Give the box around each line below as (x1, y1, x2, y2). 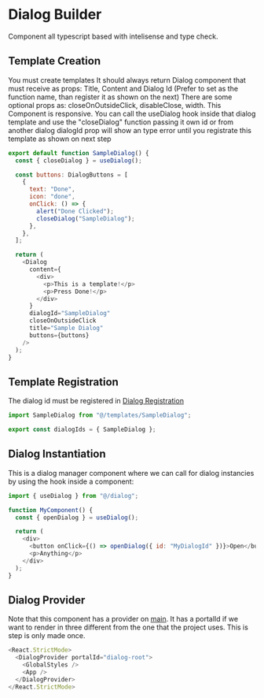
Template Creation (8, 54, 101, 68)
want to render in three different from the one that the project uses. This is (8, 622, 249, 632)
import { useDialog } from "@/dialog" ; (8, 492, 139, 499)
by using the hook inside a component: (8, 477, 134, 486)
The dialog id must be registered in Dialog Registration (8, 396, 185, 406)
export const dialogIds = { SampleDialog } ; (8, 425, 156, 434)
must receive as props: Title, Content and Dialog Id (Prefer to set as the (8, 84, 238, 93)
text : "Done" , (28, 185, 76, 194)
